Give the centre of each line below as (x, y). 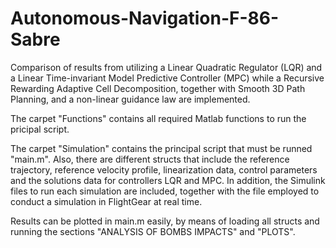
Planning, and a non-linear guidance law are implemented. (130, 99)
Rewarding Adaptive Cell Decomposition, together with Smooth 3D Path (158, 88)
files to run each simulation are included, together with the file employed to (165, 191)
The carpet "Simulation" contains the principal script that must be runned (161, 148)
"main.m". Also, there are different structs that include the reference (150, 159)
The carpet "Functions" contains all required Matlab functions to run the (158, 118)
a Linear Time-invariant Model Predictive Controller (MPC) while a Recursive (167, 78)
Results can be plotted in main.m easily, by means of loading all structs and (165, 221)
